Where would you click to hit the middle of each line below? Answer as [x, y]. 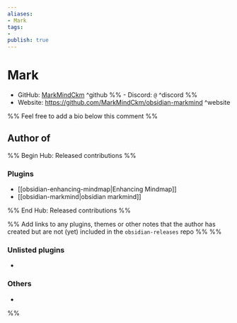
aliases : [20, 14]
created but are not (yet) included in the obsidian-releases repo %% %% [115, 232]
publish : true [28, 40]
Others [19, 284]
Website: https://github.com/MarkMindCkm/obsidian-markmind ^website [124, 103]
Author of [29, 138]
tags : [15, 27]
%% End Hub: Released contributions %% [69, 210]
